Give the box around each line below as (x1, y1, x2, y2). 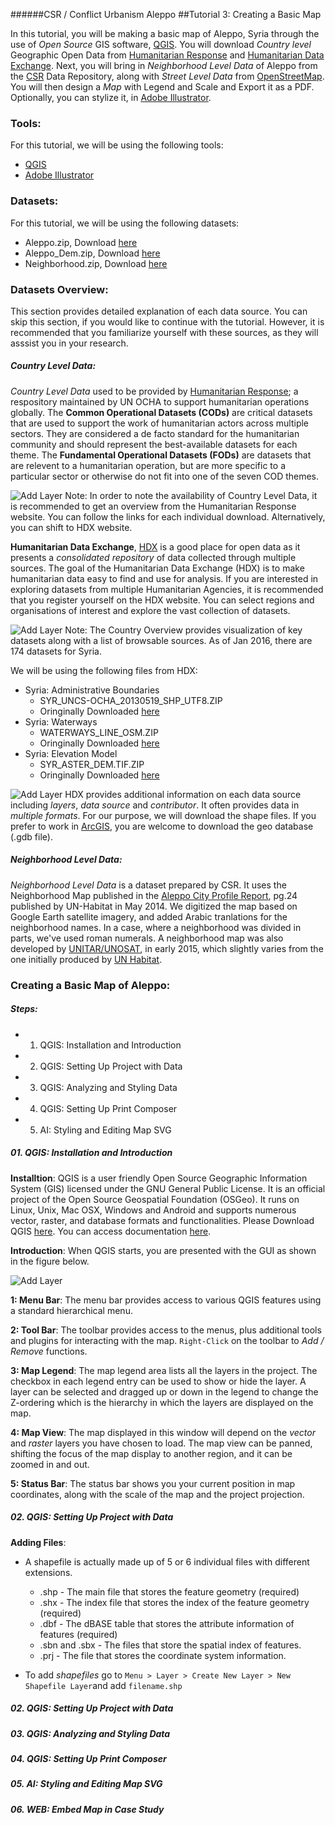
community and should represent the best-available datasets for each (10, 438, 298, 450)
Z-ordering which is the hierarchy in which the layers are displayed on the (10, 1396, 314, 1408)
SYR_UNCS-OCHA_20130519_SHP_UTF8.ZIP (39, 694, 223, 706)
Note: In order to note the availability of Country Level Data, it (64, 489, 318, 501)
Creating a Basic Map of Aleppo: (10, 978, 171, 992)
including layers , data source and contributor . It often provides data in (10, 799, 300, 811)
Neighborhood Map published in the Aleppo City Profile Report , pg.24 (10, 889, 298, 901)
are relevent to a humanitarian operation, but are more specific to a (10, 459, 287, 471)
